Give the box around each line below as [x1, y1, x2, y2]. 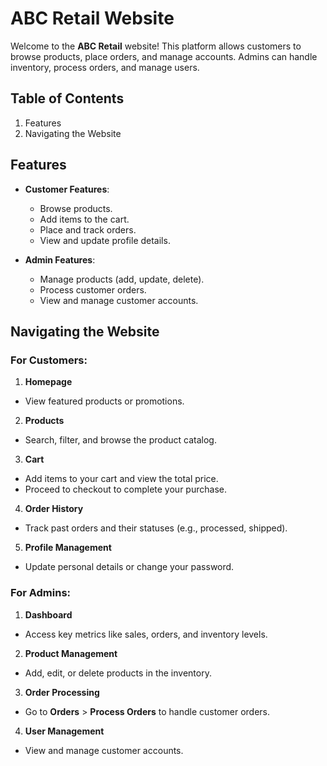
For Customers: [10, 353, 88, 367]
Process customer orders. [39, 283, 147, 296]
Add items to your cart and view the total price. [24, 473, 219, 485]
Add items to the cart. [39, 213, 130, 225]
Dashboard [24, 608, 73, 621]
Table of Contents [10, 90, 125, 107]
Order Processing [24, 686, 100, 698]
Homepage [24, 376, 73, 388]
